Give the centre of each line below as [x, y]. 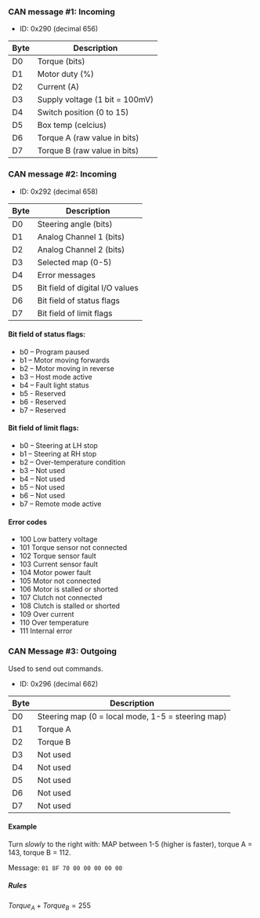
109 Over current [47, 614]
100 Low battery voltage [58, 539]
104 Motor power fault [55, 573]
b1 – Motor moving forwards [64, 360]
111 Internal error [46, 631]
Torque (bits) [61, 61]
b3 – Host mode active [56, 377]
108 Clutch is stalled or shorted [69, 606]
